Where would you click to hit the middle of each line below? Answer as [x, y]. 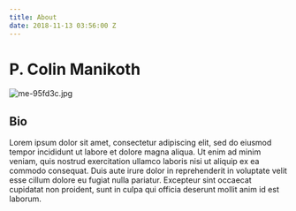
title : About [33, 17]
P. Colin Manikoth [75, 69]
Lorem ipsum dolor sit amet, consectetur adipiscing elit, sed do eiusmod [140, 143]
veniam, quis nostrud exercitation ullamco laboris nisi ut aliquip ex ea [134, 162]
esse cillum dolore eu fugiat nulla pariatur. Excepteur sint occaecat [130, 180]
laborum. [26, 199]
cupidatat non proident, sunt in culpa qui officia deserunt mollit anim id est [144, 190]
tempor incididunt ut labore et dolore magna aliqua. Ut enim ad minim [135, 152]
